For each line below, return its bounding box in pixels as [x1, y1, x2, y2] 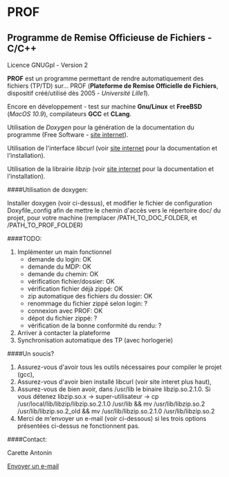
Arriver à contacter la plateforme [17, 329, 111, 336]
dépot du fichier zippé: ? [27, 314, 98, 322]
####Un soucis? [7, 350, 55, 357]
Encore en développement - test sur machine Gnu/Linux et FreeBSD [7, 102, 203, 111]
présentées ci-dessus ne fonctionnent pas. [17, 422, 140, 430]
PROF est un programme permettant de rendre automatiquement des [7, 74, 204, 82]
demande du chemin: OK [27, 270, 99, 278]
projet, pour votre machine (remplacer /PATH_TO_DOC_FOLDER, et [7, 214, 197, 222]
